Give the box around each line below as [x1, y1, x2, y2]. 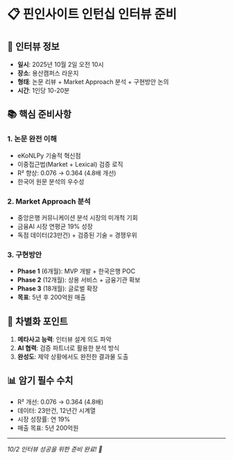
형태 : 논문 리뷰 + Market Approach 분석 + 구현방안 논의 [17, 78, 169, 85]
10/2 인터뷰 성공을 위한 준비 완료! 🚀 [7, 445, 103, 453]
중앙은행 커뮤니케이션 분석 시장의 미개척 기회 [17, 213, 139, 222]
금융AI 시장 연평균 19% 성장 [17, 222, 94, 230]
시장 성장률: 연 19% [17, 415, 71, 423]
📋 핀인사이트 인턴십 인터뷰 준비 [7, 6, 177, 22]
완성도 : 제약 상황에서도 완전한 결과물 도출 [17, 352, 129, 361]
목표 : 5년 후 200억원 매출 [17, 293, 87, 302]
